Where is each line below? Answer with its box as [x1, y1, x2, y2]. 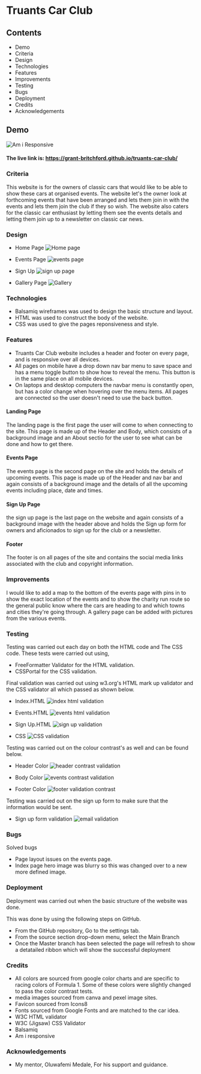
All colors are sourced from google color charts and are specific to [14, 975, 180, 982]
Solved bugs [6, 844, 37, 851]
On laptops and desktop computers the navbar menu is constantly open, [14, 381, 194, 388]
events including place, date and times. [6, 487, 103, 494]
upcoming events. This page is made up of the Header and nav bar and [6, 474, 182, 481]
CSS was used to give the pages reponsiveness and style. [14, 320, 159, 328]
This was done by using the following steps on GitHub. [6, 915, 141, 922]
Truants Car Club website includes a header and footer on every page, [14, 349, 189, 356]
